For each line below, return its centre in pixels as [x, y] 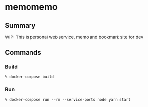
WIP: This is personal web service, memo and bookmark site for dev [74, 37]
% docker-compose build [30, 77]
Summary [20, 25]
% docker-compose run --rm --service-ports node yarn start [68, 99]
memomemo [31, 7]
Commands [23, 53]
